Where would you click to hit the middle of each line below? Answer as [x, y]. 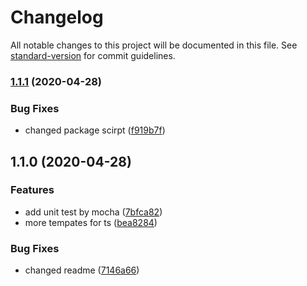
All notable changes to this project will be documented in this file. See [154, 45]
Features [32, 190]
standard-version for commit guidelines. [93, 55]
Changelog [57, 17]
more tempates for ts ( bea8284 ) [91, 222]
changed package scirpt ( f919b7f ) [95, 130]
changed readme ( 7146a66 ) [82, 270]
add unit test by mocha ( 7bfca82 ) [93, 212]
